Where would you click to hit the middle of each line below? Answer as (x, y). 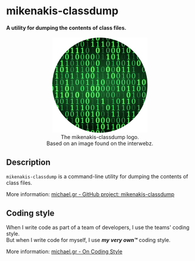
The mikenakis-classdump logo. (100, 137)
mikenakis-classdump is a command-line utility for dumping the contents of (97, 177)
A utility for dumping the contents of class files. (66, 27)
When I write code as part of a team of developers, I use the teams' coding (98, 228)
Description (28, 162)
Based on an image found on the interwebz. (100, 143)
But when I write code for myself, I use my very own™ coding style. (88, 240)
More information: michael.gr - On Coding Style (65, 251)
